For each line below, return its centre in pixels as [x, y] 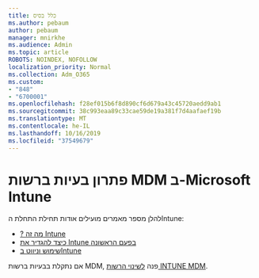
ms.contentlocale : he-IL [49, 126]
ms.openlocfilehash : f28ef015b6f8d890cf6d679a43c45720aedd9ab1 [115, 104]
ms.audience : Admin [40, 45]
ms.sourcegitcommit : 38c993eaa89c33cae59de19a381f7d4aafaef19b [115, 112]
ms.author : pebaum [38, 23]
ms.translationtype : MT [48, 119]
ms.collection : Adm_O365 [49, 74]
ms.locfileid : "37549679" [51, 141]
